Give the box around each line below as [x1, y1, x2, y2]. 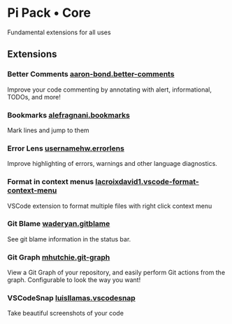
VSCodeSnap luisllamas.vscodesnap [7, 293, 136, 303]
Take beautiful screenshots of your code [7, 309, 124, 318]
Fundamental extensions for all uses [7, 28, 111, 36]
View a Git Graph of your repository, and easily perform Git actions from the [7, 268, 226, 277]
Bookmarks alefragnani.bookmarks [7, 110, 131, 120]
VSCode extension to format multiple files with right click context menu [7, 202, 212, 210]
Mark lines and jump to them [7, 126, 89, 134]
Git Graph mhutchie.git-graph [7, 252, 110, 262]
